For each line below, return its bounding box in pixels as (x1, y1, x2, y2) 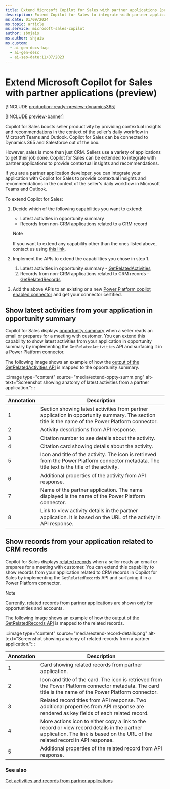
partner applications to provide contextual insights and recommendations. (5, 160, 159, 166)
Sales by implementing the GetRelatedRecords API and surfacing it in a (5, 574, 151, 580)
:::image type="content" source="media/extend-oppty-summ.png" (5, 374, 145, 380)
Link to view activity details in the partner (40, 507, 138, 515)
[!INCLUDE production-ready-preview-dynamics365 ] (5, 104, 116, 110)
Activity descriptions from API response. (40, 426, 137, 433)
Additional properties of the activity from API (40, 472, 146, 479)
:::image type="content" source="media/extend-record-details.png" (5, 630, 148, 636)
